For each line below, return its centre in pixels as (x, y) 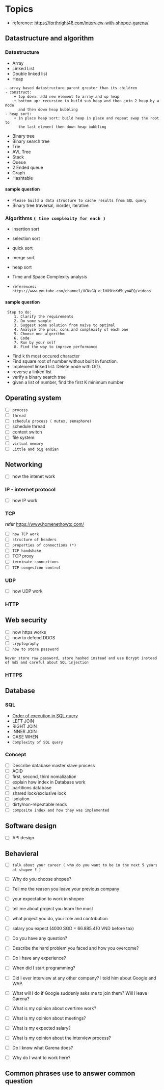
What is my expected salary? (41, 1028)
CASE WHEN (25, 737)
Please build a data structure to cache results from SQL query (79, 200)
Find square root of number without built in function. (65, 361)
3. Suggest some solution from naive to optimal (65, 325)
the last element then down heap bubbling (62, 127)
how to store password (35, 649)
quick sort (22, 248)
